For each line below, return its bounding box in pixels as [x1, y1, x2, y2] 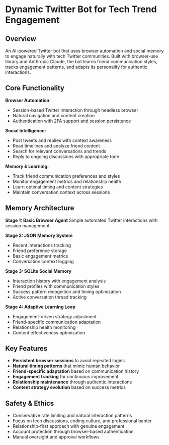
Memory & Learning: [5, 163, 49, 169]
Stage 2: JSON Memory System [5, 232, 73, 238]
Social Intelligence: [5, 127, 46, 133]
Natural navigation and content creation [12, 112, 95, 118]
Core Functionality [5, 84, 64, 92]
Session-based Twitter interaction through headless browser [12, 107, 138, 113]
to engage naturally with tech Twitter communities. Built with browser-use [5, 53, 158, 59]
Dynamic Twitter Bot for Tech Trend [5, 4, 157, 15]
